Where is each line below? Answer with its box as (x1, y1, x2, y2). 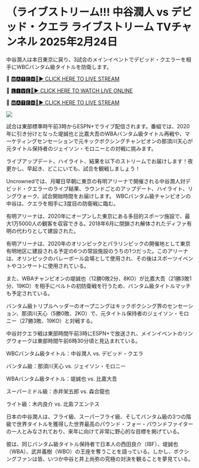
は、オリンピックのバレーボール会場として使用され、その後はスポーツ (6, 255, 178, 262)
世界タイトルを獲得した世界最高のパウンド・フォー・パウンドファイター (16, 420, 194, 428)
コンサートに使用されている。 (16, 262, 90, 269)
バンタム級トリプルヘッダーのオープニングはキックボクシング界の (6, 302, 168, 309)
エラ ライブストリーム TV (48, 20, 172, 34)
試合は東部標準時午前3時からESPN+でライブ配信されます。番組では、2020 (6, 122, 190, 129)
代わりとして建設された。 (16, 227, 79, 235)
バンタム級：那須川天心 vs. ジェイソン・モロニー (6, 362, 126, 369)
